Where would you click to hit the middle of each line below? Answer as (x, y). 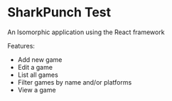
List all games (38, 75)
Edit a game (35, 67)
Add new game (40, 59)
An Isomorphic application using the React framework (86, 32)
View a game (37, 90)
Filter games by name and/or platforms (75, 82)
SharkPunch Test (59, 12)
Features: (21, 46)
